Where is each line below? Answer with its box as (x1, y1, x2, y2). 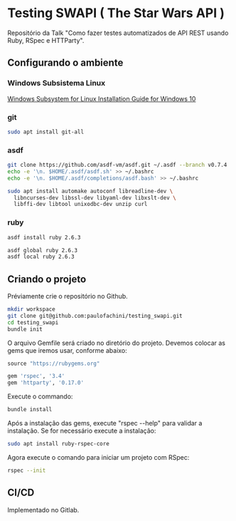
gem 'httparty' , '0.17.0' (7, 379, 84, 386)
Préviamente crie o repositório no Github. (7, 292, 128, 301)
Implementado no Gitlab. (7, 505, 80, 514)
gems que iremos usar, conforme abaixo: (7, 346, 128, 354)
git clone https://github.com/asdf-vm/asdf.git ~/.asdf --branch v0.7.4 (7, 162, 227, 169)
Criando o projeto (7, 273, 87, 285)
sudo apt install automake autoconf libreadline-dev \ (7, 187, 173, 195)
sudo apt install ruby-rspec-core (7, 440, 110, 448)
